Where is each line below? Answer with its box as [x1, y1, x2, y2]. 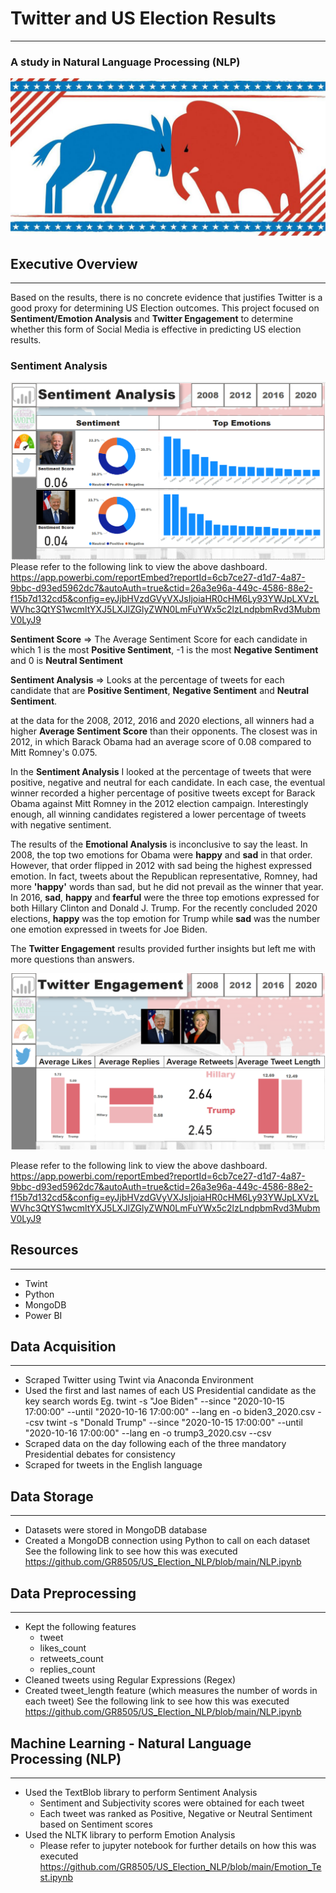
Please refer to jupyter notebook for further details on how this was [39, 1839, 317, 1851]
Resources [10, 1242, 79, 1259]
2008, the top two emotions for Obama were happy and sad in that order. [10, 849, 313, 861]
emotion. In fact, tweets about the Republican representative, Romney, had [10, 870, 318, 882]
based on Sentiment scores [39, 1818, 153, 1830]
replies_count [39, 1663, 96, 1676]
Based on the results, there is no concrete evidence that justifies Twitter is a [10, 292, 323, 304]
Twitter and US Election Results [10, 7, 277, 30]
